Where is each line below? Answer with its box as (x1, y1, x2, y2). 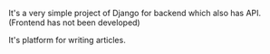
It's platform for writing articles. (8, 35, 126, 45)
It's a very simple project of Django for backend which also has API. (8, 8, 262, 18)
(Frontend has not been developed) (8, 17, 141, 28)
